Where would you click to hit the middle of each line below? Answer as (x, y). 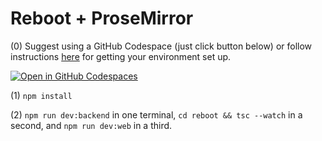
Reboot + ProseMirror (102, 18)
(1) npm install (41, 95)
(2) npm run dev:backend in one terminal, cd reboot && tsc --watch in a (156, 114)
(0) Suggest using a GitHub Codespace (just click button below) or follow (161, 46)
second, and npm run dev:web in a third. (91, 125)
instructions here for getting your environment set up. (121, 56)
